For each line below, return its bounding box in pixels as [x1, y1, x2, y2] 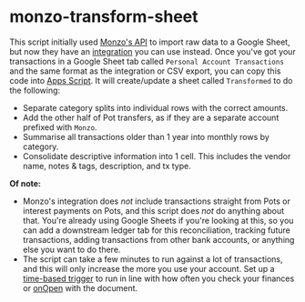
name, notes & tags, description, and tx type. [22, 160, 191, 171]
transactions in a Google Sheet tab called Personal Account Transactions [9, 55, 285, 66]
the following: [9, 85, 61, 96]
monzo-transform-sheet [9, 6, 198, 27]
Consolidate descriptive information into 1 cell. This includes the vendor [22, 150, 291, 161]
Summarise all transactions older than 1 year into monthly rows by [22, 131, 270, 142]
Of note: [9, 177, 41, 188]
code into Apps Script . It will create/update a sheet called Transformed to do [9, 75, 293, 86]
